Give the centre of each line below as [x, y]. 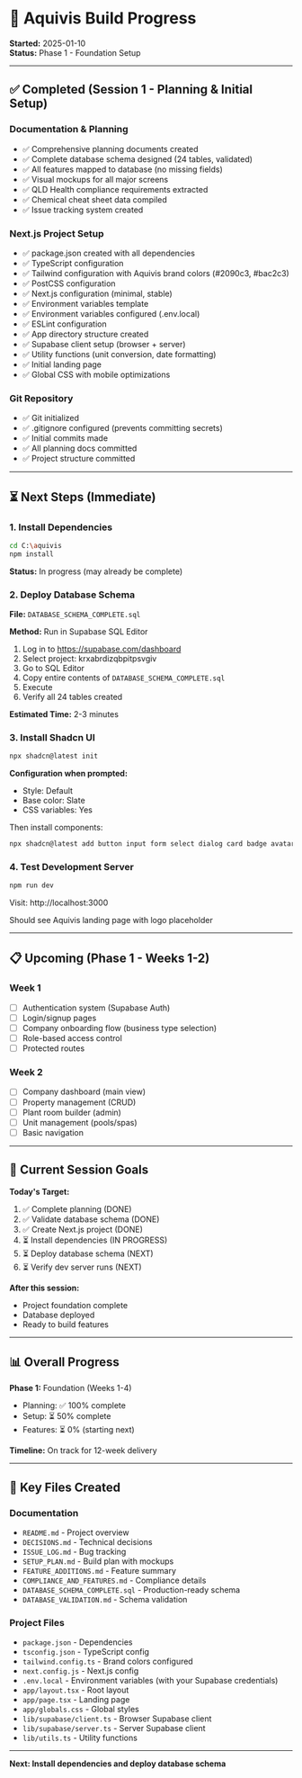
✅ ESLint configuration [64, 324]
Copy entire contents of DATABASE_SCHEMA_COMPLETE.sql [124, 678]
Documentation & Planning [69, 130]
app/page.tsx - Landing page [76, 1700]
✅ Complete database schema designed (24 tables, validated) [138, 159]
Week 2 [26, 1073]
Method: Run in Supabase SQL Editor [79, 631]
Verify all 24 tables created [72, 696]
